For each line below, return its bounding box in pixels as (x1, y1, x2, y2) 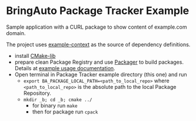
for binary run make (32, 102, 78, 109)
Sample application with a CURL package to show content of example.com (6, 23, 187, 30)
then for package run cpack (32, 108, 98, 115)
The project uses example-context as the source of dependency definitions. (6, 41, 191, 48)
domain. (6, 29, 26, 36)
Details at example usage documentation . (14, 64, 116, 71)
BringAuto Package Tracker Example (6, 4, 190, 18)
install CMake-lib (14, 52, 56, 59)
